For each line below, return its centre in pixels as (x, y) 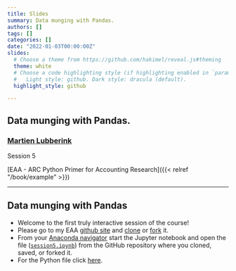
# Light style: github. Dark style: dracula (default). (100, 79)
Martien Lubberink (40, 140)
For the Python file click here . (60, 260)
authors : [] (25, 27)
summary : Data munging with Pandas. (61, 20)
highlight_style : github (50, 86)
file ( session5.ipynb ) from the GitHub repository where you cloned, (114, 245)
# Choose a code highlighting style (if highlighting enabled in (111, 73)
